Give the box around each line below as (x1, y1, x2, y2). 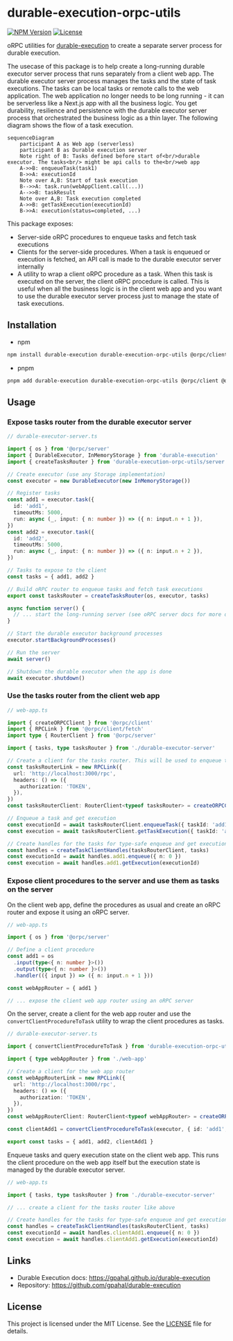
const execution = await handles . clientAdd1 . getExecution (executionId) (7, 1236, 218, 1243)
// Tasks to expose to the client (7, 567, 107, 574)
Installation (7, 319, 57, 331)
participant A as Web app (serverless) (19, 140, 135, 147)
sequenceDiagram (7, 134, 54, 142)
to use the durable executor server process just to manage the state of (17, 291, 220, 300)
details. (7, 1326, 28, 1335)
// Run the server (7, 649, 60, 656)
